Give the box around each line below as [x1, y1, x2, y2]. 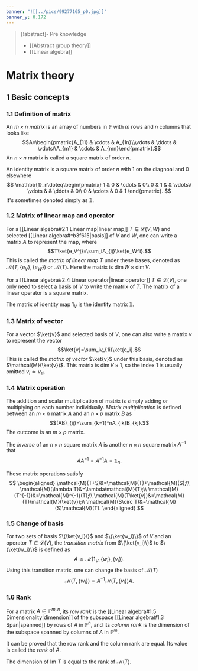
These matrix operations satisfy [6, 470, 83, 477]
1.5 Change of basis [6, 519, 64, 527]
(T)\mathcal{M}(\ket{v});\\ [22, 498, 86, 505]
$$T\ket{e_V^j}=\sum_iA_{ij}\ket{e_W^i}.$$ [47, 247, 152, 255]
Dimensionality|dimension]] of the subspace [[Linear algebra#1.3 [6, 614, 164, 621]
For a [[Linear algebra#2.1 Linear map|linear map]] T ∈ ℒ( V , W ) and [6, 225, 171, 232]
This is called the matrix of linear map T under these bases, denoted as [6, 256, 180, 263]
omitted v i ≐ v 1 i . [6, 367, 46, 376]
